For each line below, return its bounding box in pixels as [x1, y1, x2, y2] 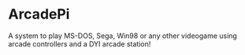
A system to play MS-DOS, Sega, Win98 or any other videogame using [8, 31, 238, 40]
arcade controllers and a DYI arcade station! [8, 39, 151, 48]
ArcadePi [8, 5, 70, 23]
